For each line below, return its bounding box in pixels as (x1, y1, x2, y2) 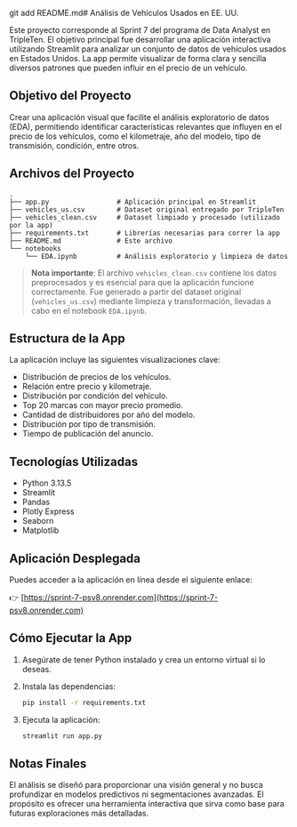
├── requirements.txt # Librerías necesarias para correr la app (9, 229, 280, 237)
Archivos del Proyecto (9, 166, 135, 181)
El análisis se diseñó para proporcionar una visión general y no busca (9, 780, 264, 791)
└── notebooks (9, 244, 62, 253)
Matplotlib (21, 525, 60, 536)
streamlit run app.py (21, 731, 102, 741)
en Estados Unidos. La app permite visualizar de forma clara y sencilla (9, 53, 267, 63)
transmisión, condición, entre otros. (9, 140, 140, 150)
